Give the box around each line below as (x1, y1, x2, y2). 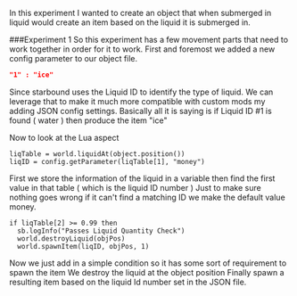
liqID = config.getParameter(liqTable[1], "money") (9, 157, 205, 166)
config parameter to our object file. (9, 53, 138, 63)
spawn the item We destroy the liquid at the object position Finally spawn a (9, 267, 285, 277)
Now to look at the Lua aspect (9, 132, 120, 143)
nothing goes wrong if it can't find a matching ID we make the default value (9, 192, 285, 202)
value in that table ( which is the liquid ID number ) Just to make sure (9, 182, 261, 193)
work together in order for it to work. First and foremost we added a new (9, 44, 276, 54)
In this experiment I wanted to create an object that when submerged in (9, 8, 272, 18)
